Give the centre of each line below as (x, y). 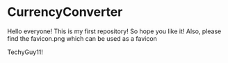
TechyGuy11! (25, 52)
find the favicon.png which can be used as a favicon (82, 38)
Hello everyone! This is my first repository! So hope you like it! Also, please (114, 31)
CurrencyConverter (65, 12)
